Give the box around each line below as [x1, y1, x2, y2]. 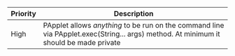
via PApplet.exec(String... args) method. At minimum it [43, 29, 220, 39]
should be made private [43, 38, 121, 47]
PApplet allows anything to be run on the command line [43, 21, 225, 30]
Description [113, 9, 154, 18]
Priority [10, 9, 36, 18]
